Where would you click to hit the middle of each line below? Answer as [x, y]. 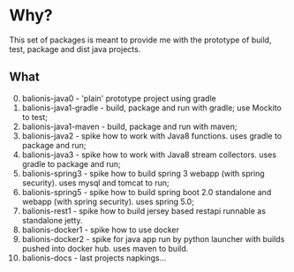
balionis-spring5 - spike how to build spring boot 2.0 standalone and [147, 192]
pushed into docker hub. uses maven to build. [105, 248]
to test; [35, 117]
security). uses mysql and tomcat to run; [95, 183]
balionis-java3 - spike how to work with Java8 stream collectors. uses [149, 155]
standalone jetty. [52, 220]
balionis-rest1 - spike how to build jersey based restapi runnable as [144, 211]
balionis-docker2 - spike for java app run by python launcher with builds [153, 238]
